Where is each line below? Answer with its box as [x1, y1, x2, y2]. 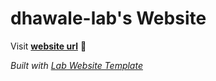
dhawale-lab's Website [10, 7, 207, 30]
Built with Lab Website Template [10, 59, 143, 71]
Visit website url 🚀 [10, 40, 87, 52]
